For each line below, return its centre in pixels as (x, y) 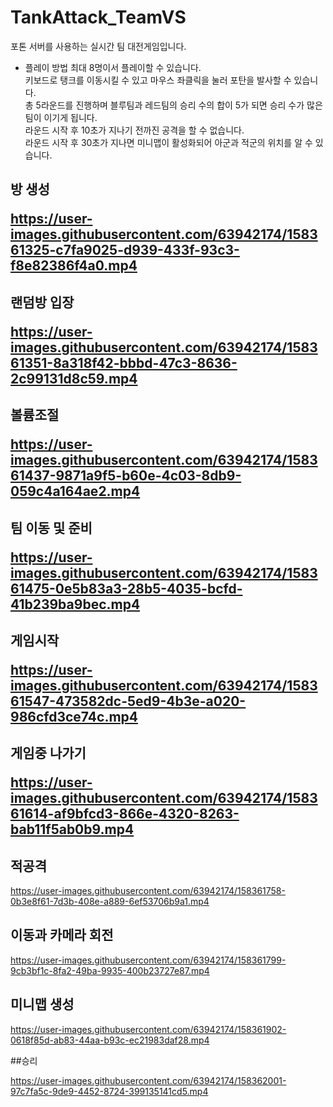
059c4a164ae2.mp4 (75, 491)
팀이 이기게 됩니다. (61, 117)
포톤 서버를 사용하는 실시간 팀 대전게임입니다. (98, 46)
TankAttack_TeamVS (98, 17)
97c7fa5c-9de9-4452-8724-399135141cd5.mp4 (109, 1091)
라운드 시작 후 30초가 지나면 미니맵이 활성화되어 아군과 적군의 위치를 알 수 (168, 142)
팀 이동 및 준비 (51, 527)
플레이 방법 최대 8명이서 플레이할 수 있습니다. (113, 67)
